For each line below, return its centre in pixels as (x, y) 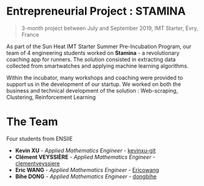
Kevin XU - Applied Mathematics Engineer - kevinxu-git (85, 150)
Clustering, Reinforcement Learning (51, 97)
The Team (32, 122)
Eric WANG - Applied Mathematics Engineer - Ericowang (87, 170)
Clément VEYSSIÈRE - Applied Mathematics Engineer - (85, 157)
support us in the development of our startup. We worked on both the (94, 84)
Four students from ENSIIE (40, 138)
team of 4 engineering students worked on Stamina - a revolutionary (93, 52)
